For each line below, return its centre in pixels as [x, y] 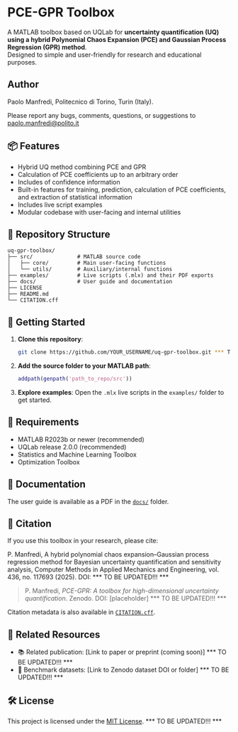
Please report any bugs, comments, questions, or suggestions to [102, 115]
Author [23, 85]
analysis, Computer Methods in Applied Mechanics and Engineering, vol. [113, 569]
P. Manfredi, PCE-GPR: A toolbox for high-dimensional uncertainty [122, 591]
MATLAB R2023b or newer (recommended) [81, 439]
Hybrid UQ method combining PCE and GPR [82, 167]
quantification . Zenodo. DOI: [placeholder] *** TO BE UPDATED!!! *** [125, 599]
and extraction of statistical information [75, 197]
